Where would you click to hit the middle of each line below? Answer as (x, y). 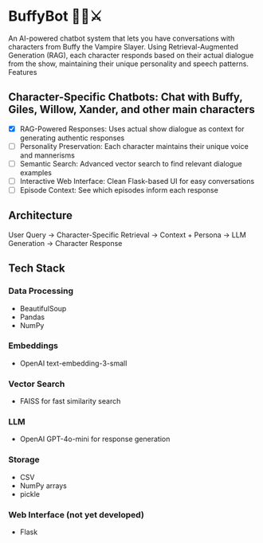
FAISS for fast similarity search (70, 401)
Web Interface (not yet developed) (77, 514)
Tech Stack (37, 269)
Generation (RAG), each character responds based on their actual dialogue (131, 55)
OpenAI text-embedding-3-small (73, 363)
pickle (29, 494)
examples (35, 172)
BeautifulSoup (43, 308)
